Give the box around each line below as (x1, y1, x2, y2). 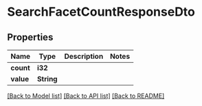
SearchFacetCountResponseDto (7, 4, 196, 20)
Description (64, 52, 104, 61)
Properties (7, 31, 54, 43)
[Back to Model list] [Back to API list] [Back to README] (7, 92, 165, 100)
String (36, 75, 58, 83)
